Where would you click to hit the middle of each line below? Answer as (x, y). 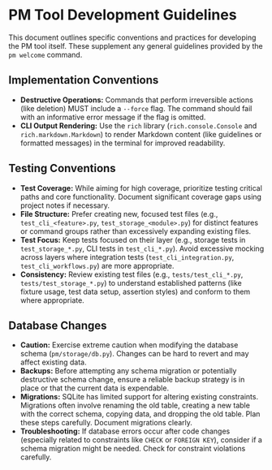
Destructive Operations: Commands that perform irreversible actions (136, 100)
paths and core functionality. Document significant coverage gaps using (141, 196)
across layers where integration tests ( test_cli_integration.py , (127, 257)
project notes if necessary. (65, 205)
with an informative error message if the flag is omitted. (113, 117)
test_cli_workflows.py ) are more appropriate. (97, 265)
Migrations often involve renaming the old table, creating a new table (135, 405)
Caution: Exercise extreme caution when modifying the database (129, 345)
